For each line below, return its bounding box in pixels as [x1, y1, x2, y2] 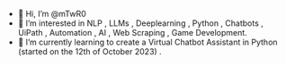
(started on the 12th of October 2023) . [17, 46, 162, 57]
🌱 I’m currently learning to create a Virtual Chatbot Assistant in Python [17, 37, 278, 47]
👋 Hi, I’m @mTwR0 [17, 9, 87, 19]
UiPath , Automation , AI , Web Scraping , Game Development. [17, 28, 247, 37]
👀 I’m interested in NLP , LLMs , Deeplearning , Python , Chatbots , [17, 18, 264, 28]
